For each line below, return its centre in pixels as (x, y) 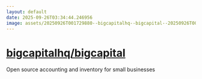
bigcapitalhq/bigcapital (66, 53)
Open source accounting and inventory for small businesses (81, 69)
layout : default (26, 12)
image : (14, 23)
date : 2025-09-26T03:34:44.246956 (50, 17)
